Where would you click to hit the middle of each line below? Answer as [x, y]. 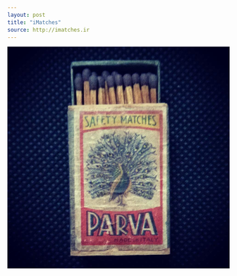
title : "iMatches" [34, 22]
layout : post [26, 15]
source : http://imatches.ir [49, 30]
